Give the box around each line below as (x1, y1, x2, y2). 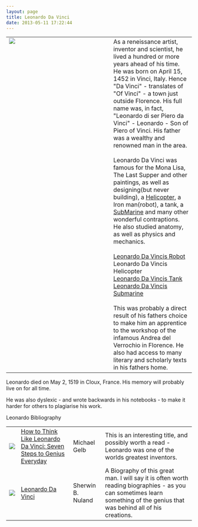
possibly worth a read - (105, 439, 171, 447)
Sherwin (72, 481, 96, 490)
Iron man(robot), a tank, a (113, 201, 184, 209)
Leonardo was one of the (105, 446, 174, 454)
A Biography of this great (105, 467, 174, 475)
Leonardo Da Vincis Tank (113, 275, 183, 283)
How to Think (21, 428, 58, 436)
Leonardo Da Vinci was (113, 156, 177, 165)
